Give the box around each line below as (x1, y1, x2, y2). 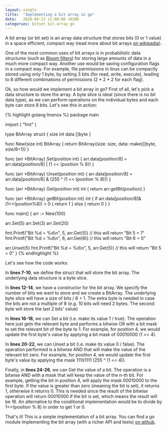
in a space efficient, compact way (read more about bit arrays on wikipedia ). (5, 40, 162, 46)
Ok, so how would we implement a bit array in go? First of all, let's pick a (5, 86, 154, 92)
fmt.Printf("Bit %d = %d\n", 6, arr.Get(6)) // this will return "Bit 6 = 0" (5, 235, 146, 241)
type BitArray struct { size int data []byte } (5, 131, 91, 137)
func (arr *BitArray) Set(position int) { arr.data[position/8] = (5, 156, 128, 162)
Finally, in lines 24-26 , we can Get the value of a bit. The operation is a (5, 367, 151, 373)
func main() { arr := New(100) (5, 210, 66, 216)
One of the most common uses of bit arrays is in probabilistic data (5, 50, 141, 56)
